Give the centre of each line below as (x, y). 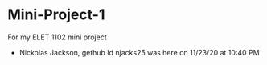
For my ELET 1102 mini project (57, 37)
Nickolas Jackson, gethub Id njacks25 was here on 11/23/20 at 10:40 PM (139, 52)
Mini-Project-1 (56, 15)
